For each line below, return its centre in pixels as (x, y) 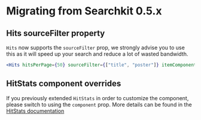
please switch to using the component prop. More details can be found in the (99, 104)
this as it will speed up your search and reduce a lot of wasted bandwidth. (97, 54)
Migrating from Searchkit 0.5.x (84, 11)
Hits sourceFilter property (56, 33)
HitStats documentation (35, 111)
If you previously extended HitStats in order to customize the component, (98, 98)
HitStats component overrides (64, 84)
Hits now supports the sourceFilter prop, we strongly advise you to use (96, 47)
